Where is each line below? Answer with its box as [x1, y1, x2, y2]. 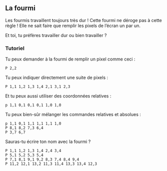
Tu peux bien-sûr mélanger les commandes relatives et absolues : [5, 111, 141, 117]
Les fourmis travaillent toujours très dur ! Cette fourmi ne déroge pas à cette [5, 17, 162, 23]
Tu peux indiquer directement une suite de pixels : [5, 74, 108, 80]
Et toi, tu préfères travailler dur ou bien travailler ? [5, 32, 107, 38]
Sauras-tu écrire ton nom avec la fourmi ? [5, 138, 91, 144]
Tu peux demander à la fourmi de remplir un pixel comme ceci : [5, 56, 135, 62]
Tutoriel [5, 44, 25, 51]
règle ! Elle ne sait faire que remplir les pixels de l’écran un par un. [5, 22, 141, 28]
